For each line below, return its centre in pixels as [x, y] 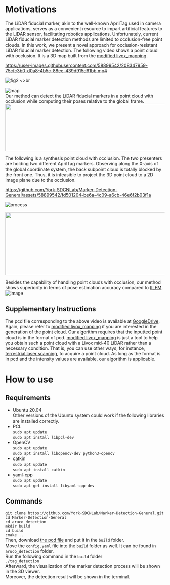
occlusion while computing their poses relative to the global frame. [75, 101]
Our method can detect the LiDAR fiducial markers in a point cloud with [79, 96]
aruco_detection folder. [30, 551]
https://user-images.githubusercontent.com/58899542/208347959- [77, 65]
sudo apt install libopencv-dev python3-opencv [63, 453]
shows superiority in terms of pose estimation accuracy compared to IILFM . [84, 287]
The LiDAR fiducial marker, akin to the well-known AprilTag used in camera [83, 23]
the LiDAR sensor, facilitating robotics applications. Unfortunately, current [82, 34]
